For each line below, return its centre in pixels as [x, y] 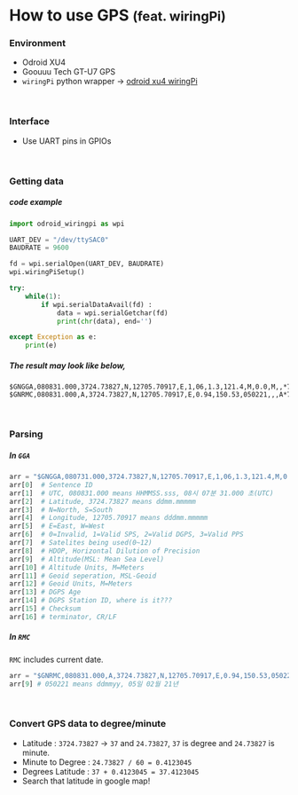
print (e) [41, 346]
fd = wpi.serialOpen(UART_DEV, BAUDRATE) [87, 264]
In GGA [20, 455]
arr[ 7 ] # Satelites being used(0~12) [81, 543]
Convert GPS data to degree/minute [88, 724]
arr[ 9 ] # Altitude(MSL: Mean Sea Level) [87, 559]
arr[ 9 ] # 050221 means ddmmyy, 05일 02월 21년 [94, 684]
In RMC [20, 637]
